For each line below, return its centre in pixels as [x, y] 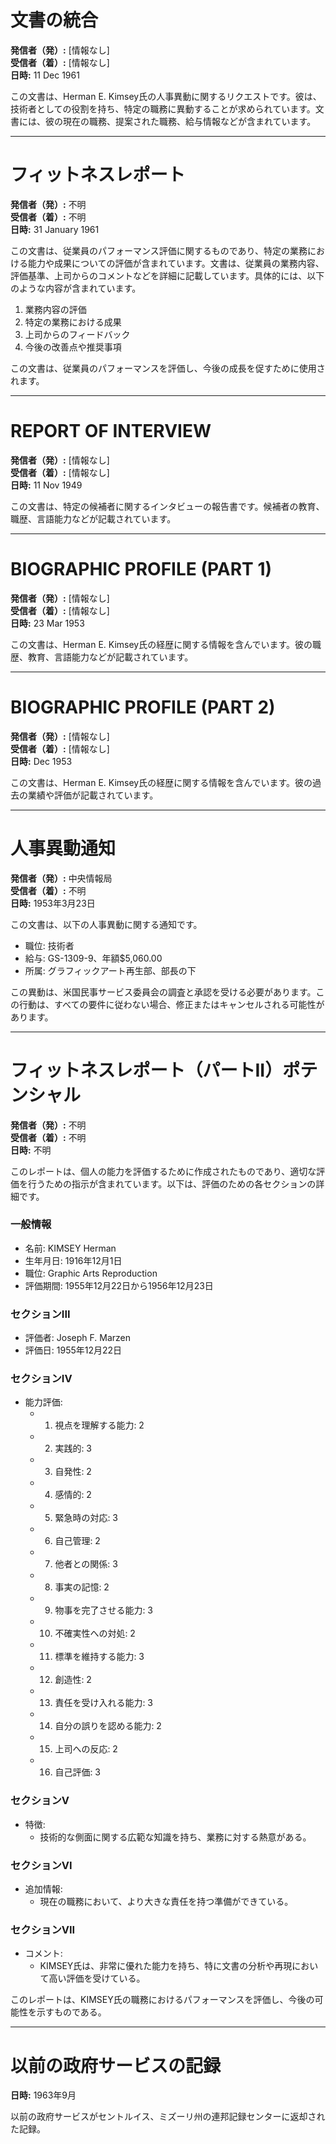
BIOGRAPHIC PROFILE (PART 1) [141, 569]
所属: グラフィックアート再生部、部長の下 [110, 970]
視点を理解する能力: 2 [99, 1425]
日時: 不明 [31, 1150]
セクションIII [40, 1314]
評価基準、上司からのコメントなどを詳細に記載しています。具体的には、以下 [167, 275]
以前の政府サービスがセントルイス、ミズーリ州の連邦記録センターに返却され [168, 2117]
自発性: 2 [73, 1472]
